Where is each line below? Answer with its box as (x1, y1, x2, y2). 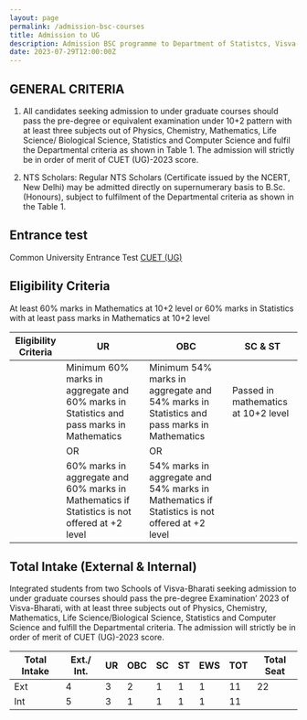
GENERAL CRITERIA (9, 81, 125, 97)
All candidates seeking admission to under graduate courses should (22, 105, 279, 116)
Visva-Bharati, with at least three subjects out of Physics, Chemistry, (9, 603, 268, 614)
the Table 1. (22, 200, 67, 211)
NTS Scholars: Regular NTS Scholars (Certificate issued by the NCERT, (22, 171, 291, 183)
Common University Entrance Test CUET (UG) (9, 252, 183, 263)
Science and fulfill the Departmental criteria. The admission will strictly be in (9, 622, 296, 633)
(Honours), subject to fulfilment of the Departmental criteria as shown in (22, 191, 294, 202)
